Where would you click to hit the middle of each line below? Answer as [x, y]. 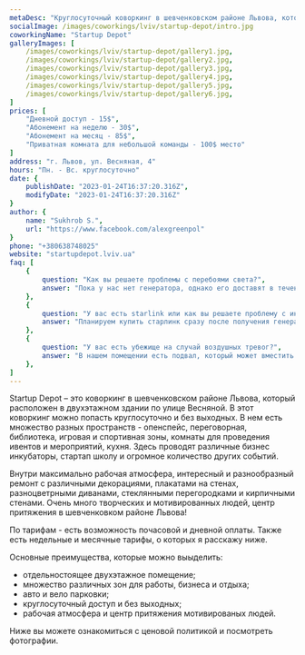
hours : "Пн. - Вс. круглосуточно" [75, 170]
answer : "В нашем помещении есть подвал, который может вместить [168, 355]
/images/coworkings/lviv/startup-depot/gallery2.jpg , [129, 60]
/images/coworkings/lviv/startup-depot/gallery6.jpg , [129, 94]
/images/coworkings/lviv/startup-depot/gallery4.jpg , [129, 77]
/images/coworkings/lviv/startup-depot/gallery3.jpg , [129, 69]
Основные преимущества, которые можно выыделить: [116, 557]
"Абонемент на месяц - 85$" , [81, 136]
